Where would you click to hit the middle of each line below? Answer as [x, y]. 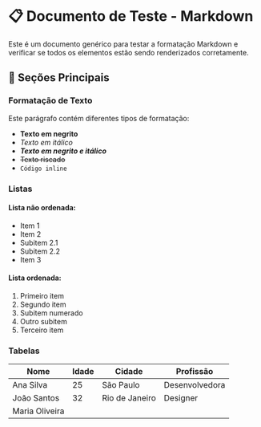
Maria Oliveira [38, 411]
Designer [181, 398]
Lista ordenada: [35, 278]
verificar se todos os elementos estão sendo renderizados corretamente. [129, 52]
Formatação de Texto [50, 100]
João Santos [36, 398]
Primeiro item [42, 295]
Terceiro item [42, 330]
